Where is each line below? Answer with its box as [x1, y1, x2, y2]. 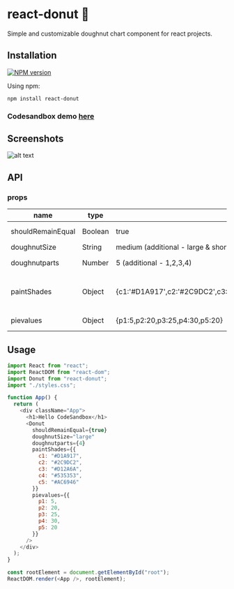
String [82, 242, 102, 252]
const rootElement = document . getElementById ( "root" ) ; [7, 569, 170, 576]
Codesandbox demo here [7, 111, 95, 121]
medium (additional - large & [116, 242, 210, 252]
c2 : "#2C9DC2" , [38, 459, 82, 466]
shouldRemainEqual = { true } [32, 426, 108, 433]
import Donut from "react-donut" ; [7, 375, 108, 382]
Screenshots [7, 133, 64, 145]
